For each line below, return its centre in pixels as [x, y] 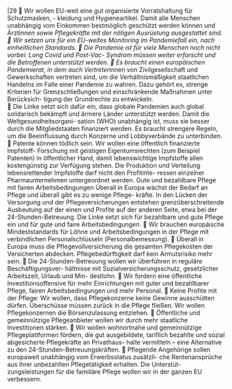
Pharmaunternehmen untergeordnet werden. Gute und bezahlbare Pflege [112, 180]
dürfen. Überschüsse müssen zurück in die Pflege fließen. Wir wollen [106, 305]
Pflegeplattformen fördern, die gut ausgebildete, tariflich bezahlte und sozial [116, 335]
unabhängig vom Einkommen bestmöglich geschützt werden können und [111, 25]
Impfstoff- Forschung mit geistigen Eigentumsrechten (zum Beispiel [104, 150]
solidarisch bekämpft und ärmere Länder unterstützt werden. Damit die [108, 114]
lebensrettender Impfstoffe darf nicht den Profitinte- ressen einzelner [106, 173]
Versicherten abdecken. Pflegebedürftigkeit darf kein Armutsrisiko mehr [110, 254]
